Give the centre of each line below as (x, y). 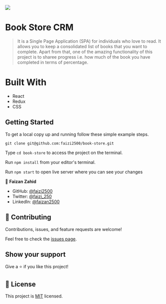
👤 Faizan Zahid (21, 181)
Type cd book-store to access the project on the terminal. (64, 152)
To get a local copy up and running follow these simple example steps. (77, 134)
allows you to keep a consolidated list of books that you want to (82, 46)
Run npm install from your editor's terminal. (50, 162)
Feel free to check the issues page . (41, 239)
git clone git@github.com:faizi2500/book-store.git (59, 143)
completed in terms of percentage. (53, 62)
